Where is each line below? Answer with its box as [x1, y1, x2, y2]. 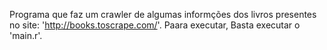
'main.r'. [9, 30, 43, 41]
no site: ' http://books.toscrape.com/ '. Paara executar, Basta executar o [9, 19, 301, 31]
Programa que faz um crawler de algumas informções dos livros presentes [9, 9, 317, 20]
